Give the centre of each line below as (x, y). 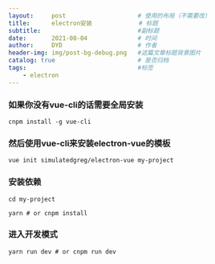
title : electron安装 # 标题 (83, 23)
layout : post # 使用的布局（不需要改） (110, 16)
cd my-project (32, 199)
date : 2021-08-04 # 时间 (83, 38)
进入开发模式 (33, 234)
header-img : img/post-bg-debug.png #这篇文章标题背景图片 (105, 53)
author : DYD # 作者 (83, 46)
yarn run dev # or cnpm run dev (62, 252)
